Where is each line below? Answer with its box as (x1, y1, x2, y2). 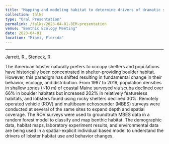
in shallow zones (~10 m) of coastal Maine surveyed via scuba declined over (5, 85, 163, 91)
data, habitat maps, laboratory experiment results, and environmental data (5, 122, 159, 128)
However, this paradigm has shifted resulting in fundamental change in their (5, 74, 162, 80)
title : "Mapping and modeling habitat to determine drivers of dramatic (5, 7, 161, 13)
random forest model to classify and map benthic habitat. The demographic (5, 116, 162, 123)
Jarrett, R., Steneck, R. (5, 54, 52, 60)
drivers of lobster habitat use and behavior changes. (5, 132, 114, 138)
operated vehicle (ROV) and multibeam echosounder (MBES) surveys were (5, 101, 160, 107)
